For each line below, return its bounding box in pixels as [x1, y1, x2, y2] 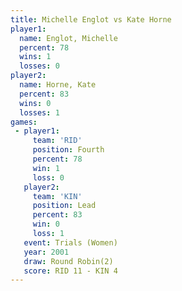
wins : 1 [19, 52, 52, 62]
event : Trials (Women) [23, 237, 118, 248]
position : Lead [32, 201, 97, 211]
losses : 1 [19, 107, 60, 118]
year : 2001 [23, 247, 70, 257]
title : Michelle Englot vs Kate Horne [10, 14, 172, 25]
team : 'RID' [32, 136, 83, 146]
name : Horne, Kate [19, 80, 97, 90]
